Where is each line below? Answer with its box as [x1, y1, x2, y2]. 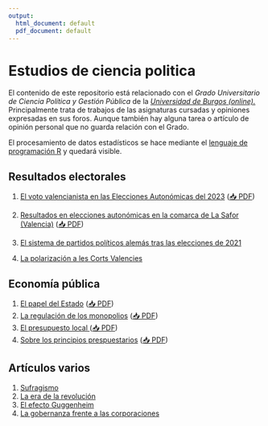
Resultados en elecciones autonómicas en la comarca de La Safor [19, 210, 239, 220]
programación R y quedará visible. [8, 147, 122, 156]
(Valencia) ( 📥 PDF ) [19, 219, 85, 230]
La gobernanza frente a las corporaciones [19, 408, 159, 418]
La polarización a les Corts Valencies [19, 254, 143, 263]
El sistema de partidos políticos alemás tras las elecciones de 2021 [19, 238, 241, 248]
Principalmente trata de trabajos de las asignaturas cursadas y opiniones [8, 105, 250, 115]
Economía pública [8, 277, 101, 291]
